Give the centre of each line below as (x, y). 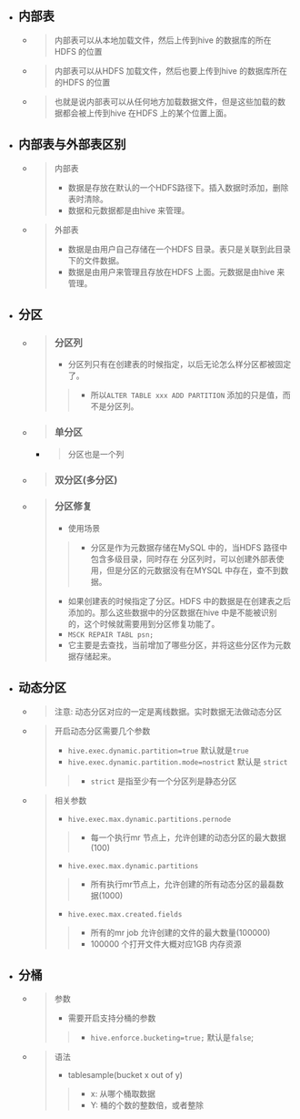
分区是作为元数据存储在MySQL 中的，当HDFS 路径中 (189, 547)
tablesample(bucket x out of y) (125, 1075)
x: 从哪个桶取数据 (123, 1094)
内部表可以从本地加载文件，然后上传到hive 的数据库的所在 (163, 40)
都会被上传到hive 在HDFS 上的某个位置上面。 (147, 113)
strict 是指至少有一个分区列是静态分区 (164, 781)
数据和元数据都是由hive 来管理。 (129, 210)
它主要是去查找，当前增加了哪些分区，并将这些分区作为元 (175, 644)
